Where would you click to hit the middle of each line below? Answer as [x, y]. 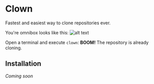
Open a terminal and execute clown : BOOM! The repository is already [77, 42]
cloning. [14, 48]
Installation [23, 64]
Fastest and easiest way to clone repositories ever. [58, 23]
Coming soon [19, 76]
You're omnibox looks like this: [37, 32]
